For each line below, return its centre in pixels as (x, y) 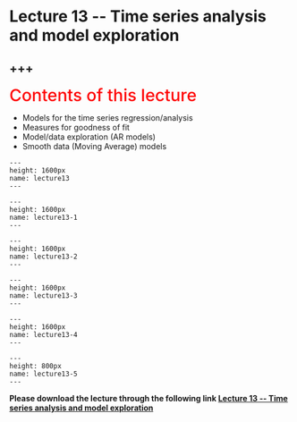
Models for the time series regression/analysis (108, 118)
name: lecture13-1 (43, 217)
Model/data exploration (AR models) (89, 137)
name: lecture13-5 (43, 374)
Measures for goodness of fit (76, 127)
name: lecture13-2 (43, 257)
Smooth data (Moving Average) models (94, 146)
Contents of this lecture (103, 95)
